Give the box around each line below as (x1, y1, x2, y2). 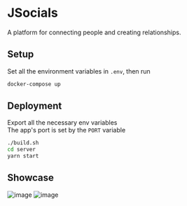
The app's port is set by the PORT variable (7, 126, 126, 135)
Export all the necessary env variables (7, 118, 118, 127)
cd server (7, 146, 36, 153)
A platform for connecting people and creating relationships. (7, 28, 181, 36)
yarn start (7, 153, 39, 160)
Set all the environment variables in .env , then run (7, 67, 151, 75)
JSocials (7, 5, 58, 21)
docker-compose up (7, 81, 61, 88)
